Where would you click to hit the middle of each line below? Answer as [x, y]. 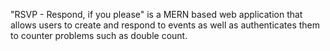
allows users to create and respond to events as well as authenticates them [165, 25]
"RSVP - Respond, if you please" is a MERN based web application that [156, 14]
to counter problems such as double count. [99, 35]
